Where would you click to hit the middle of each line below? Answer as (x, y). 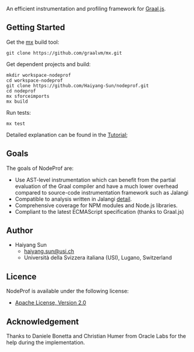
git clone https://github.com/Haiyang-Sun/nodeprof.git (77, 86)
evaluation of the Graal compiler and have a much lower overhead (96, 186)
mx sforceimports (28, 96)
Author (20, 231)
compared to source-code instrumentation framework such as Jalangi (102, 192)
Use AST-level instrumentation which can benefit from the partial (95, 180)
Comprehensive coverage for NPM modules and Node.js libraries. (96, 205)
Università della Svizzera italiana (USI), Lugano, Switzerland (98, 258)
